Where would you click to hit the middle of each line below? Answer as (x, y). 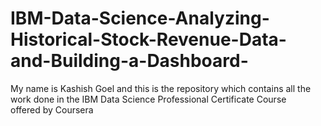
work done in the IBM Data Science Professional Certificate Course (148, 99)
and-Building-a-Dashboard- (129, 61)
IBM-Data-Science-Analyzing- (140, 18)
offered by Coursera (52, 109)
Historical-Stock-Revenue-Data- (148, 39)
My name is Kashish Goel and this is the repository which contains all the (161, 88)
